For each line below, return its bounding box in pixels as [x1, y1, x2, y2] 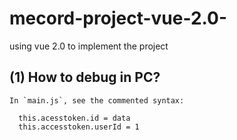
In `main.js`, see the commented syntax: [9, 95, 185, 106]
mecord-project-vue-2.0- [9, 7, 228, 30]
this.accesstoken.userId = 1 [18, 122, 140, 132]
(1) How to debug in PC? [9, 69, 161, 86]
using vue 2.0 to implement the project [9, 40, 169, 52]
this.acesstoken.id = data [18, 113, 131, 123]
